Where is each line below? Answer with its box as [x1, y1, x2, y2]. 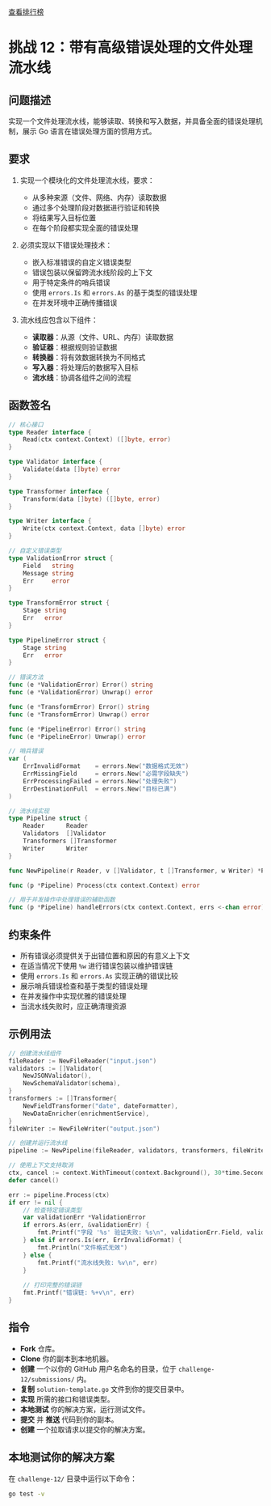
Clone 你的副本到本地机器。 [19, 1354, 114, 1364]
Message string [23, 569, 74, 577]
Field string [23, 562, 74, 570]
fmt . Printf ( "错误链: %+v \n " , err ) [23, 1289, 135, 1297]
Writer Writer [23, 844, 89, 852]
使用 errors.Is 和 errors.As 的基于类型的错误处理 [31, 287, 198, 297]
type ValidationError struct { [8, 554, 114, 562]
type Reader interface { [8, 428, 92, 436]
